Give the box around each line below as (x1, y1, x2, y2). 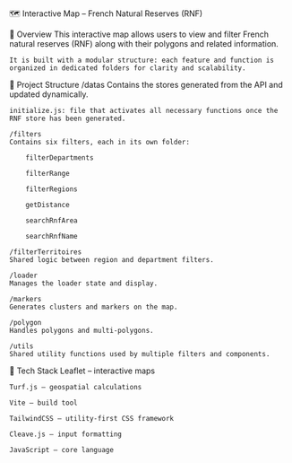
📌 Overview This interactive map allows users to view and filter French (9, 29, 269, 39)
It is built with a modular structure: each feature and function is (9, 56, 275, 65)
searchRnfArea (25, 216, 78, 225)
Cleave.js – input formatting (9, 430, 123, 439)
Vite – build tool (9, 398, 78, 407)
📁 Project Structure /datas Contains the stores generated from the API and (9, 80, 284, 90)
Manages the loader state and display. (9, 279, 159, 288)
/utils (9, 342, 34, 351)
